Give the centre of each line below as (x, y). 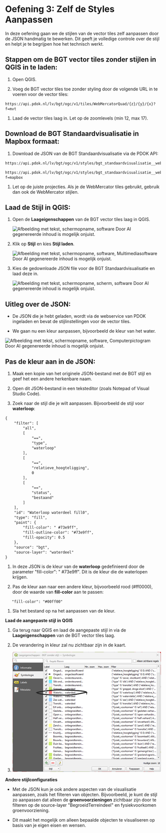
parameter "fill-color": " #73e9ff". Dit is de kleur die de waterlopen (80, 572)
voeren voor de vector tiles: (40, 94)
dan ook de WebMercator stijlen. (45, 192)
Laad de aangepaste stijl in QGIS (39, 621)
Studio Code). (26, 394)
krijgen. (20, 577)
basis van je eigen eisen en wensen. (49, 825)
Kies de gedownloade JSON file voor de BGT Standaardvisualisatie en (83, 269)
